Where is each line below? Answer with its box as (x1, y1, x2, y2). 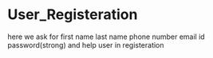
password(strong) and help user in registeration (7, 40, 164, 49)
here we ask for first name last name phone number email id (7, 32, 205, 41)
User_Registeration (7, 6, 138, 24)
